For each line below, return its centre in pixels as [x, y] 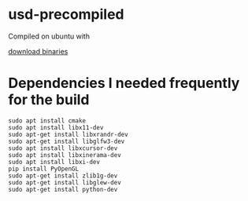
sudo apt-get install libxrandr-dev [68, 134]
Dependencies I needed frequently [124, 83]
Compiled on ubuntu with [49, 36]
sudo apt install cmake [47, 121]
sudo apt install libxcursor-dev [63, 148]
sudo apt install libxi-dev [54, 162]
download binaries [38, 51]
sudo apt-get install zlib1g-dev [63, 175]
